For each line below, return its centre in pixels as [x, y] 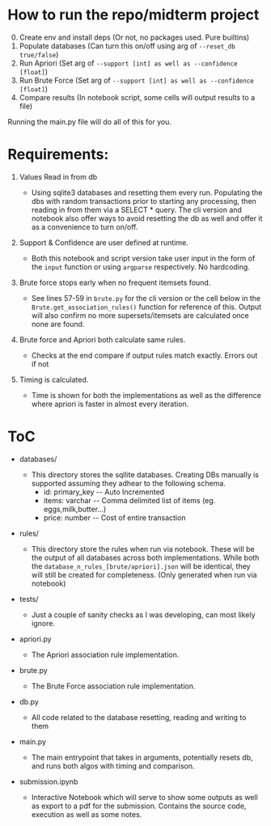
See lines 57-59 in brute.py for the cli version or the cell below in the [146, 298]
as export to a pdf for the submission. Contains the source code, [139, 806]
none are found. [58, 324]
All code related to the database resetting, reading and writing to [139, 717]
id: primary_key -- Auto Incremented [104, 492]
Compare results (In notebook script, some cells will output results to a [137, 97]
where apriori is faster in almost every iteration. [110, 404]
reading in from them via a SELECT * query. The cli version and [136, 210]
